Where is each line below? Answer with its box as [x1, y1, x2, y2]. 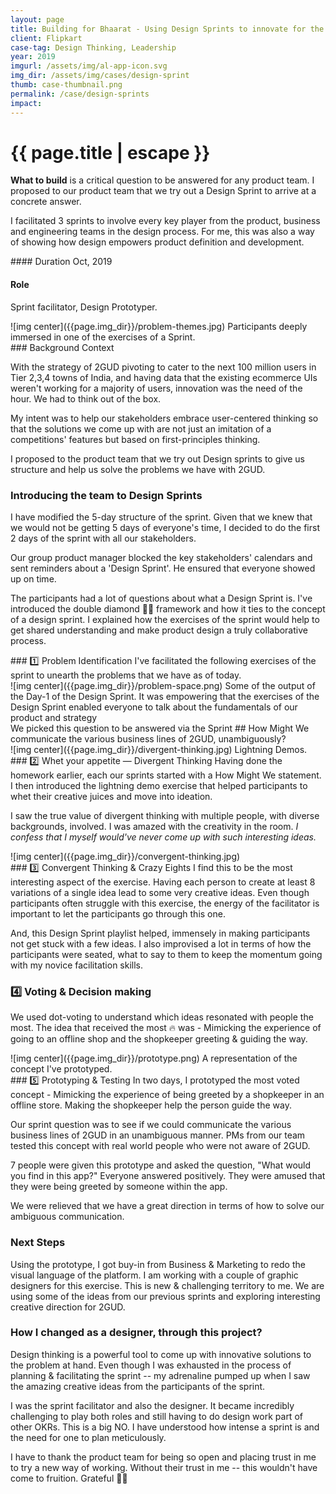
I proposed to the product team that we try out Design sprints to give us [10, 452, 306, 465]
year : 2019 [10, 52, 56, 62]
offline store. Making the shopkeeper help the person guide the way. [10, 1099, 292, 1111]
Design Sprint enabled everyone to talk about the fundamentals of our [10, 701, 298, 713]
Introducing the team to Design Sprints [10, 488, 203, 502]
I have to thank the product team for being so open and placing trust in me [10, 1451, 317, 1463]
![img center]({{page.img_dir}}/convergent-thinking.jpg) [10, 850, 241, 862]
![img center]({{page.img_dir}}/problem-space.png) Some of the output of [10, 679, 316, 691]
